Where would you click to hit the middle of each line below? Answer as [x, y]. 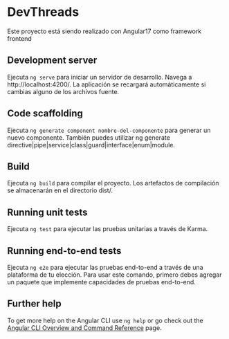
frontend [20, 38]
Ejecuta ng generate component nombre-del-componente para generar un [109, 130]
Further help [35, 304]
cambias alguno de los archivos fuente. [63, 91]
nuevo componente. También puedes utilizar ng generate [89, 137]
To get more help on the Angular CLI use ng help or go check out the [105, 320]
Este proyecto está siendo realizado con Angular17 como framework [104, 31]
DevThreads [43, 12]
